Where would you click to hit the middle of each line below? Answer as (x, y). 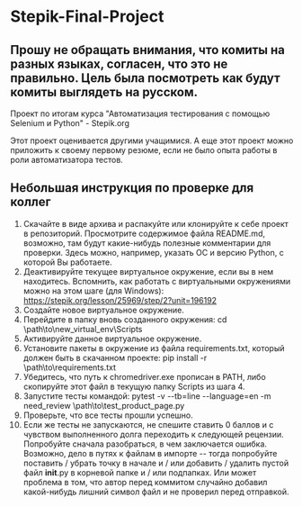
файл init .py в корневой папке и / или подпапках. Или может (140, 472)
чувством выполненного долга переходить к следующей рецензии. (153, 434)
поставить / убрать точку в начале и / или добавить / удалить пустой (156, 463)
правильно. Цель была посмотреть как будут (146, 78)
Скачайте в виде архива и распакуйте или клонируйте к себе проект (155, 223)
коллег (31, 202)
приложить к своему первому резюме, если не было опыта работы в (144, 150)
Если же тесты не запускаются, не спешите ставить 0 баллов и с (148, 424)
